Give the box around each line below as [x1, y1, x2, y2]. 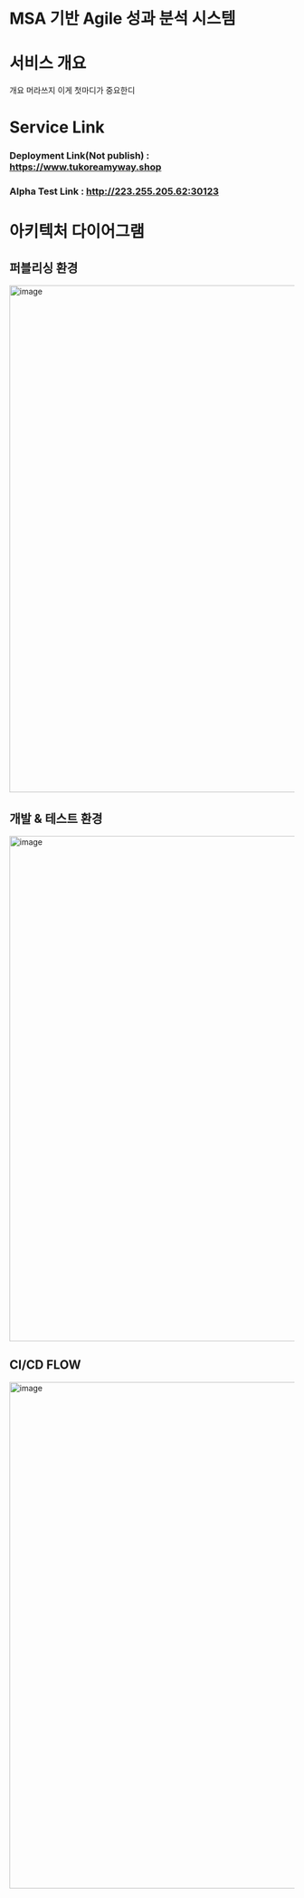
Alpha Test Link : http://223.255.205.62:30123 [9, 185, 220, 198]
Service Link [9, 117, 106, 138]
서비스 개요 [9, 53, 87, 73]
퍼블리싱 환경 [9, 260, 79, 276]
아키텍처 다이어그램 [9, 221, 145, 242]
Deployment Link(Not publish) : [9, 150, 150, 162]
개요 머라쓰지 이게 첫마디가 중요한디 [9, 85, 136, 96]
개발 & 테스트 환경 [9, 810, 103, 826]
